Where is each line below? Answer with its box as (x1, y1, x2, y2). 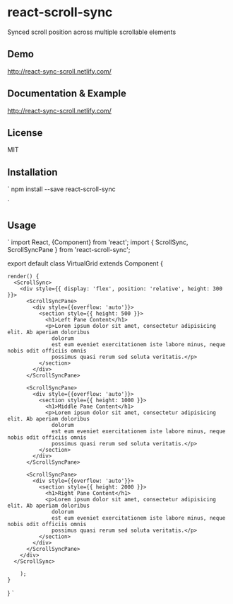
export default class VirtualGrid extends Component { (7, 259, 164, 268)
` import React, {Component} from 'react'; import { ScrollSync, (7, 238, 189, 246)
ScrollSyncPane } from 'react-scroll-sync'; (7, 246, 131, 253)
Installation (7, 166, 58, 178)
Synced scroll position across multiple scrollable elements (7, 28, 177, 36)
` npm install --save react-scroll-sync (7, 185, 116, 193)
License (7, 127, 43, 139)
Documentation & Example (7, 88, 127, 100)
